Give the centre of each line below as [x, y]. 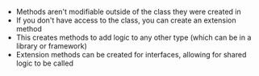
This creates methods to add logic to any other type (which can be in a [134, 37]
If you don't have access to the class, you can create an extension [126, 20]
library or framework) [51, 46]
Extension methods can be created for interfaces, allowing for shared [131, 55]
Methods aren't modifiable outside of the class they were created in [128, 12]
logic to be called [45, 63]
